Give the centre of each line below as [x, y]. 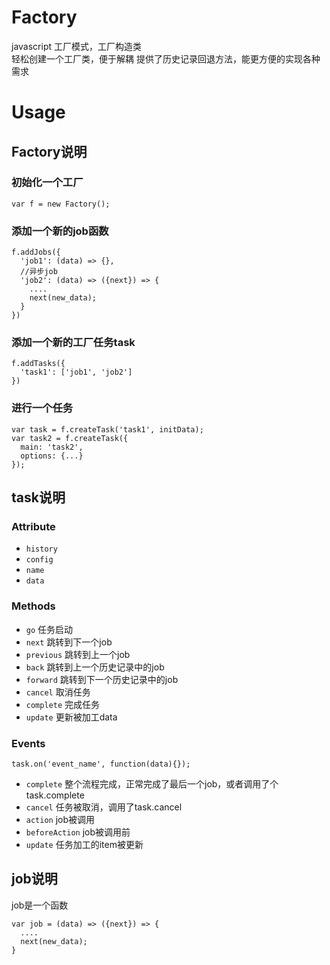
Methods [33, 606]
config [39, 560]
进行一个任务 [42, 408]
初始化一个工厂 [47, 183]
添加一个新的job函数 [60, 231]
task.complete [55, 795]
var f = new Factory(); [61, 204]
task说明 [38, 497]
